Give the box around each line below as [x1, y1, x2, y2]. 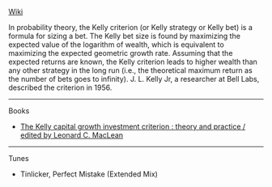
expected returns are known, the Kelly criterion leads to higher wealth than [8, 57, 257, 66]
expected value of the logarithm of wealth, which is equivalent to [8, 40, 224, 49]
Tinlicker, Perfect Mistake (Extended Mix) [19, 169, 158, 179]
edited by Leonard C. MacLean [19, 130, 124, 140]
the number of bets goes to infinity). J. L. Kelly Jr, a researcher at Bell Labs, [8, 74, 260, 83]
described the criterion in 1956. [8, 83, 113, 92]
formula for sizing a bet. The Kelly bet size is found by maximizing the [8, 32, 241, 40]
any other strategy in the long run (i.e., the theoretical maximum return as [8, 66, 253, 75]
